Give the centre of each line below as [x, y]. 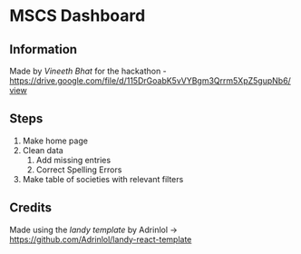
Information [44, 49]
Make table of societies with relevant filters [103, 179]
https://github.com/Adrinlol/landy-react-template [101, 239]
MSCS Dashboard [78, 16]
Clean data [43, 150]
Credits [31, 208]
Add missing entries [73, 160]
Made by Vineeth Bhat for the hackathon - [88, 71]
